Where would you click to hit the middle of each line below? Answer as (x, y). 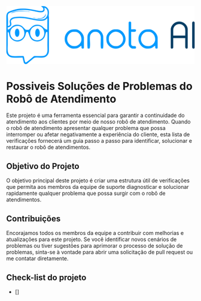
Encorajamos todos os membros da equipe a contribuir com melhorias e (95, 233)
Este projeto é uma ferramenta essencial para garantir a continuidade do (95, 115)
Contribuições (33, 219)
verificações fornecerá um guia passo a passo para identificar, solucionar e (99, 141)
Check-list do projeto (46, 277)
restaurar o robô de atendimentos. (48, 148)
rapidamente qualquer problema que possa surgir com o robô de (86, 193)
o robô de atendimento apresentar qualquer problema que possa (86, 128)
